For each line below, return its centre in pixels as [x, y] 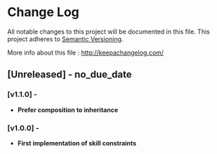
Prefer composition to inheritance [68, 110]
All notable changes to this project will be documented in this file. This [109, 31]
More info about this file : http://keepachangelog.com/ [85, 52]
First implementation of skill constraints [77, 143]
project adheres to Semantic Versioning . [65, 38]
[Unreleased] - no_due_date [70, 75]
